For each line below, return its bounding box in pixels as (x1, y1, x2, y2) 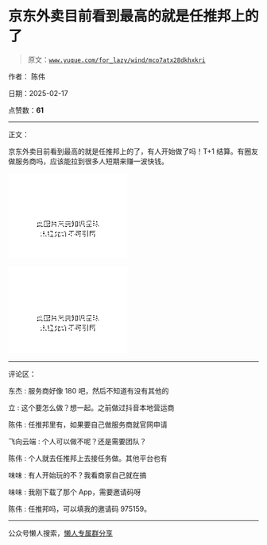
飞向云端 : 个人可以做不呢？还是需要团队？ (8, 436, 147, 446)
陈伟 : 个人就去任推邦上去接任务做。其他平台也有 (8, 453, 168, 462)
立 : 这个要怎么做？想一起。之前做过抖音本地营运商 (8, 402, 175, 413)
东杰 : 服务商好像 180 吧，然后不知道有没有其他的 (8, 386, 169, 395)
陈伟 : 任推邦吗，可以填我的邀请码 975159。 (8, 504, 152, 513)
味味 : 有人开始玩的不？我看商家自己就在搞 (8, 470, 147, 480)
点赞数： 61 (8, 105, 44, 115)
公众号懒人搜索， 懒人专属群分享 (8, 528, 113, 538)
